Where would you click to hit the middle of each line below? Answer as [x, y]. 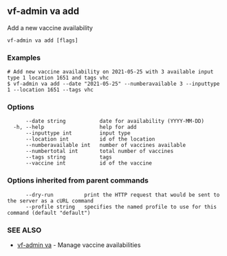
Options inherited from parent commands [78, 181]
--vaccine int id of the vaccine [89, 163]
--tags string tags [68, 157]
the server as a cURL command [51, 201]
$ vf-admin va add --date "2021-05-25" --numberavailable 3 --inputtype [113, 84]
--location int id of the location [90, 139]
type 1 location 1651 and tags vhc [58, 78]
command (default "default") [49, 213]
